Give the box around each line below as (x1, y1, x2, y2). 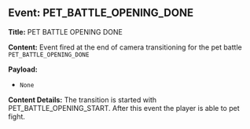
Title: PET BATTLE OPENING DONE (8, 27, 123, 36)
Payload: (8, 64, 38, 74)
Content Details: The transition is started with (8, 94, 157, 105)
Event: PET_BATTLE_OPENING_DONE (8, 6, 194, 20)
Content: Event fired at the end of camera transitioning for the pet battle (8, 42, 242, 52)
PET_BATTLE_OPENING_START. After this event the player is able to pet (8, 103, 240, 112)
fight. (8, 112, 26, 121)
